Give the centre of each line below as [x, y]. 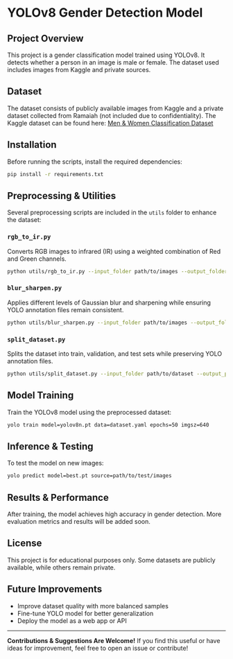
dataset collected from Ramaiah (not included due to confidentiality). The [112, 115]
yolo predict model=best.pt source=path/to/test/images [89, 476]
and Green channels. [37, 259]
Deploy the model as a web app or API [72, 621]
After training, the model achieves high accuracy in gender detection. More [114, 514]
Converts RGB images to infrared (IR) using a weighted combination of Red [114, 251]
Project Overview [45, 38]
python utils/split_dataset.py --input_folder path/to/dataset [101, 374]
